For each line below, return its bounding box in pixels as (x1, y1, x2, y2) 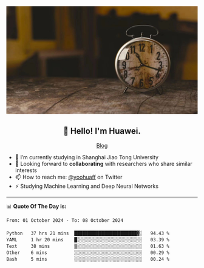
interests (15, 167, 38, 174)
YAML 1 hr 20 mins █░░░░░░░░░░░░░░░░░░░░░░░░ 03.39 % (6, 236, 170, 242)
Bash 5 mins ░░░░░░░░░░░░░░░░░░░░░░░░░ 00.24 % (6, 256, 170, 262)
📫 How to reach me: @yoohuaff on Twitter (15, 173, 123, 181)
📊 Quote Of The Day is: (6, 203, 67, 210)
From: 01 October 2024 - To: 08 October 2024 (6, 218, 123, 224)
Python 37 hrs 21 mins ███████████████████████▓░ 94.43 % (6, 230, 170, 236)
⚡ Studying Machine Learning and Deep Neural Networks (15, 182, 159, 190)
